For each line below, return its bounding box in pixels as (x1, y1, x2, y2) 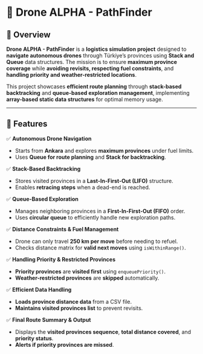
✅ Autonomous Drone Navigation (6, 135, 92, 142)
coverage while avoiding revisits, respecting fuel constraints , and (6, 65, 174, 72)
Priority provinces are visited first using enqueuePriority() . (14, 268, 166, 275)
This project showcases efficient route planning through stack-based (6, 83, 182, 90)
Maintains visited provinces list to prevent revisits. (14, 304, 143, 312)
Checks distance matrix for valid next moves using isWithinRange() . (14, 244, 186, 251)
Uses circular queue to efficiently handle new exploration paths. (14, 214, 176, 221)
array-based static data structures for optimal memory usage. (6, 96, 163, 103)
